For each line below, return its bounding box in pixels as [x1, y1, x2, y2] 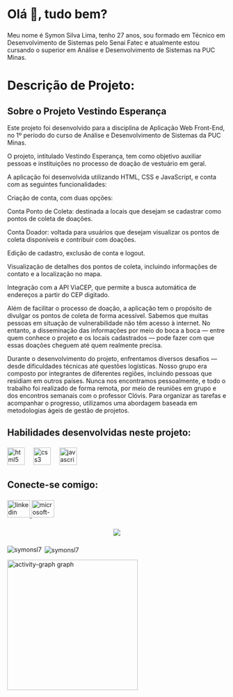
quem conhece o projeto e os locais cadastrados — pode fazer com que [7, 334, 215, 342]
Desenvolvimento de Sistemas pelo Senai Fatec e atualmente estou [7, 38, 200, 47]
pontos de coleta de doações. [7, 215, 93, 223]
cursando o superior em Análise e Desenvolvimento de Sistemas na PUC [7, 46, 216, 54]
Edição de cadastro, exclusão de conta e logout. [7, 249, 146, 257]
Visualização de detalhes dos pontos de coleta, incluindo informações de [7, 262, 218, 271]
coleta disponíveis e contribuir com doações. [7, 236, 136, 244]
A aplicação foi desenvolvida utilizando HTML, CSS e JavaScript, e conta [7, 173, 217, 182]
